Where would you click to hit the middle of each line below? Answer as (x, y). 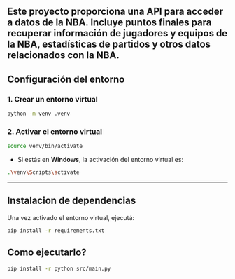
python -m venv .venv (39, 114)
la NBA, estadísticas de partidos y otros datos (109, 45)
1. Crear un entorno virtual (52, 99)
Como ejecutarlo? (47, 253)
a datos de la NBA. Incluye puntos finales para (109, 23)
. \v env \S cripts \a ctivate (43, 172)
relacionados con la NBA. (64, 55)
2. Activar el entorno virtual (55, 131)
